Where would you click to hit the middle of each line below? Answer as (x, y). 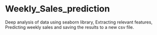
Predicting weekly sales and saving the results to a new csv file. (69, 27)
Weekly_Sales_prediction (58, 9)
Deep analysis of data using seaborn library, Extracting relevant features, (79, 22)
